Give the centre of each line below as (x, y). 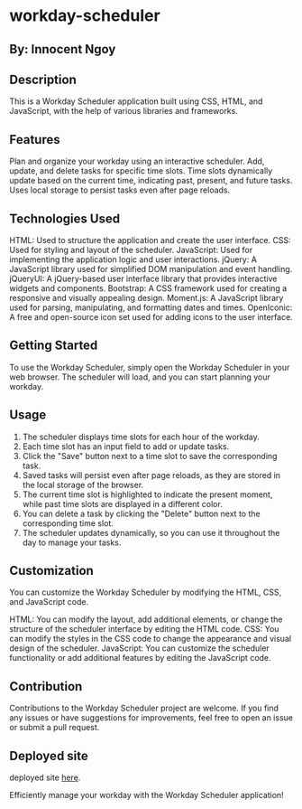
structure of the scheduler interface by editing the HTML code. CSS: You (144, 629)
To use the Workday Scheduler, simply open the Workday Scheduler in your (150, 367)
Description (43, 79)
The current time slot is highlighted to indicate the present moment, (147, 494)
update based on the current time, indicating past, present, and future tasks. (151, 181)
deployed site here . (45, 777)
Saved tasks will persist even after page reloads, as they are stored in (151, 475)
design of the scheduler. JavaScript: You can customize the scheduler (140, 648)
